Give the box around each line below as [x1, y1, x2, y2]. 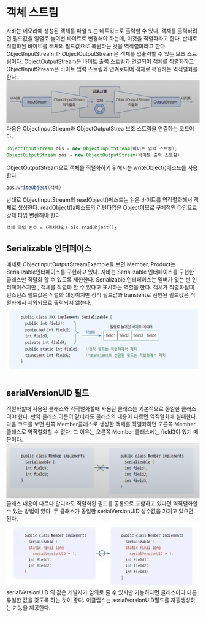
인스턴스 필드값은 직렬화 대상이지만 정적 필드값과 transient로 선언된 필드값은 [6, 291, 189, 299]
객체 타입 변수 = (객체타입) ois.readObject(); [6, 224, 118, 231]
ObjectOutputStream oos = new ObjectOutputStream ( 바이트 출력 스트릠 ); [6, 151, 183, 158]
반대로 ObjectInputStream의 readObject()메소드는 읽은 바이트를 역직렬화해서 [6, 196, 193, 204]
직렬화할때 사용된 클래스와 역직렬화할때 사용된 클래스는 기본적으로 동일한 [6, 405, 180, 412]
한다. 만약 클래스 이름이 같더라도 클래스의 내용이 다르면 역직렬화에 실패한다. [17, 412, 198, 420]
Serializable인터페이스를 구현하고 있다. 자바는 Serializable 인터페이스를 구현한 [6, 268, 194, 276]
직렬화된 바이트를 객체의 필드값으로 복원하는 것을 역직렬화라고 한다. [6, 42, 167, 50]
